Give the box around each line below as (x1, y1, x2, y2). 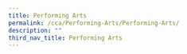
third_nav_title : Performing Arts (8, 33, 123, 42)
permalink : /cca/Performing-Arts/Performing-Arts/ (8, 19, 180, 27)
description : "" (8, 26, 62, 34)
